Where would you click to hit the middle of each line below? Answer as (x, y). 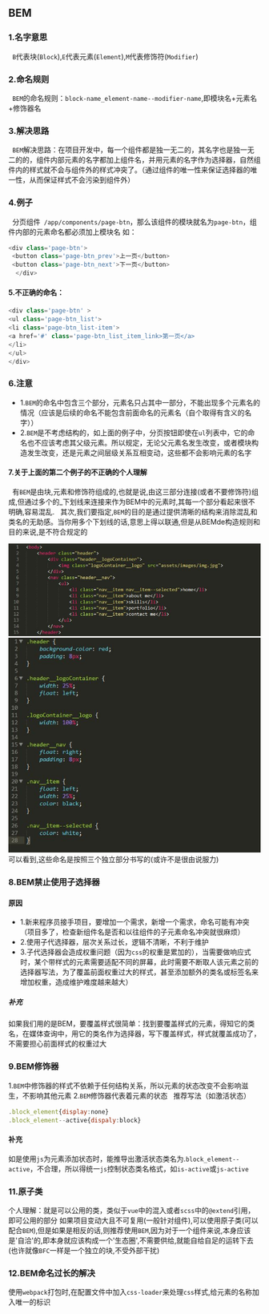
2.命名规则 (29, 79)
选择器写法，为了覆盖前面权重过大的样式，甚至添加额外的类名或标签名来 (139, 972)
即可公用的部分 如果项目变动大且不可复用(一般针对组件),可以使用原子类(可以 (133, 1220)
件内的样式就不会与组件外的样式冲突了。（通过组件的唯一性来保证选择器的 (129, 170)
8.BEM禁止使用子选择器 (54, 882)
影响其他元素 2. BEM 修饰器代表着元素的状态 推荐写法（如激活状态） (140, 1095)
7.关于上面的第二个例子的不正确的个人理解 (78, 473)
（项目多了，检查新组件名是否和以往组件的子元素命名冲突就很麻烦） (132, 932)
